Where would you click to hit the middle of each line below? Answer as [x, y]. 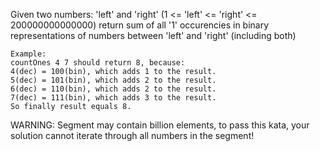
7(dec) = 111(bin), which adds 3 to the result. [113, 98]
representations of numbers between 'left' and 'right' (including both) [153, 35]
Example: [28, 54]
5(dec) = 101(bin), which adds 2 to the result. [113, 80]
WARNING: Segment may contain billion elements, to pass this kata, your [160, 125]
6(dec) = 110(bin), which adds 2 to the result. [113, 89]
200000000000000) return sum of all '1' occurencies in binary [140, 25]
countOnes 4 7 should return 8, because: [98, 63]
